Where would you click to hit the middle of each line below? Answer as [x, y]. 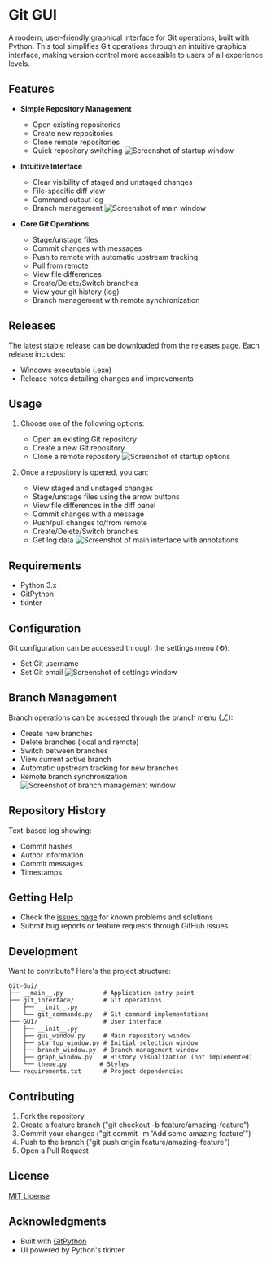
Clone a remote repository [76, 457]
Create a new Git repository [79, 448]
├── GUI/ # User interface [85, 1022]
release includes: [37, 354]
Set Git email [42, 672]
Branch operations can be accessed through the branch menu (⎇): [121, 717]
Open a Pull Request [55, 1151]
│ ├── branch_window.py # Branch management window [103, 1050]
